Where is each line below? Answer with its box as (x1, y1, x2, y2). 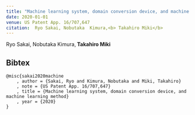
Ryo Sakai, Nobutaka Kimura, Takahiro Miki (6, 41, 111, 48)
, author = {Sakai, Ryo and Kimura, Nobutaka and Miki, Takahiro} (16, 78, 182, 85)
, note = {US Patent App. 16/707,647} (16, 83, 111, 89)
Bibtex (6, 58, 30, 68)
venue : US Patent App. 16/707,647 (6, 19, 90, 25)
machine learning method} (6, 94, 69, 100)
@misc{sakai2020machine (6, 74, 64, 79)
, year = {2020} (16, 99, 57, 105)
